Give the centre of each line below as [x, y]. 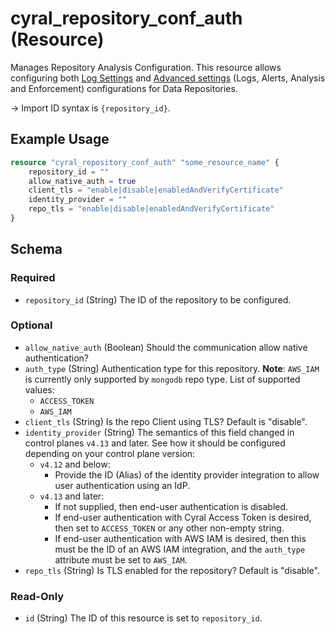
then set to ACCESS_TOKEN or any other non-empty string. [169, 528]
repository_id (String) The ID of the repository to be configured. [158, 299]
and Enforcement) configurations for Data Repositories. [124, 88]
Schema [36, 249]
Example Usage [60, 139]
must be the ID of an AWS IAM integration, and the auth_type [180, 549]
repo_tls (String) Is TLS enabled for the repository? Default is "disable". [172, 570]
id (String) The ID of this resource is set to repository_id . [143, 618]
